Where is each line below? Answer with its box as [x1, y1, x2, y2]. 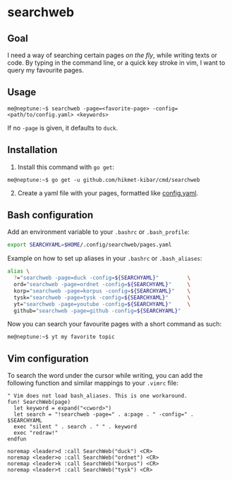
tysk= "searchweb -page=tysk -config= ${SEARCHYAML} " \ [13, 294, 191, 301]
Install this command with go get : [17, 163, 115, 171]
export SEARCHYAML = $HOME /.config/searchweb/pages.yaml [7, 241, 172, 249]
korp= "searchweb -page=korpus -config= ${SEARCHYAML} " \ [13, 287, 191, 295]
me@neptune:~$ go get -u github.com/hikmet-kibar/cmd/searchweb [7, 176, 200, 183]
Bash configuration [7, 209, 94, 221]
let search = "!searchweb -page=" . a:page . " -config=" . [13, 411, 194, 418]
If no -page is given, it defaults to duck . [7, 123, 118, 132]
